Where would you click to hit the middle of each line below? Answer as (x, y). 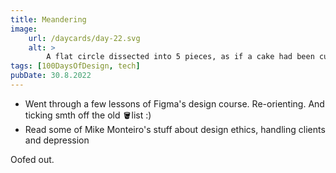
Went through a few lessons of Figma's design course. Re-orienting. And (174, 103)
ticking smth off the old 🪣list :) (88, 115)
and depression (57, 140)
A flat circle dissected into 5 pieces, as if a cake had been (180, 57)
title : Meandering (48, 19)
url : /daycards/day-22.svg (84, 38)
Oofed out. (32, 159)
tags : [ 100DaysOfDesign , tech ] (75, 66)
